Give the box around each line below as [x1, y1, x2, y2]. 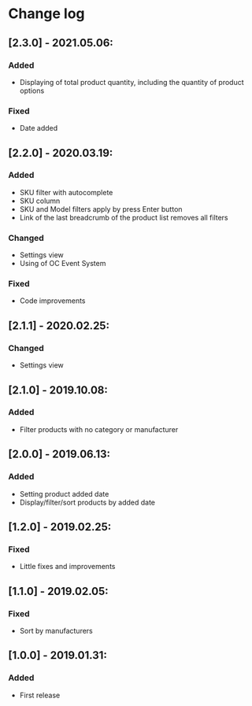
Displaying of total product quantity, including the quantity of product [19, 77, 244, 87]
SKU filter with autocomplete [19, 187, 113, 197]
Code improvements [19, 296, 86, 305]
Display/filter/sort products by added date [19, 497, 156, 507]
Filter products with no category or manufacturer [19, 424, 179, 434]
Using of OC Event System [19, 259, 106, 268]
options [19, 86, 45, 95]
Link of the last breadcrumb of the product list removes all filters [19, 213, 228, 222]
